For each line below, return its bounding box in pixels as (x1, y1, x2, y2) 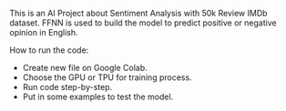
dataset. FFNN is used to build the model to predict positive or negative (9, 17, 277, 28)
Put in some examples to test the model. (22, 91, 174, 102)
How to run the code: (9, 45, 89, 55)
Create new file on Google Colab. (22, 63, 148, 73)
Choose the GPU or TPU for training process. (22, 72, 193, 83)
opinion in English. (9, 27, 78, 37)
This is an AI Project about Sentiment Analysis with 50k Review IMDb (9, 8, 268, 18)
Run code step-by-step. (22, 82, 113, 92)
